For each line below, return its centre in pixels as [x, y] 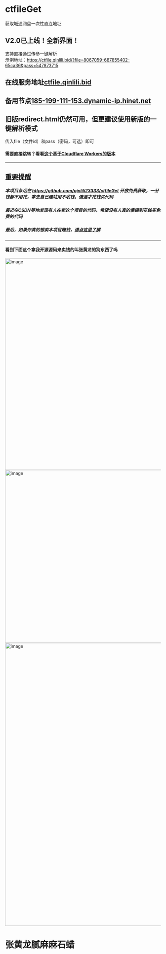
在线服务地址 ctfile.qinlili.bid [48, 82]
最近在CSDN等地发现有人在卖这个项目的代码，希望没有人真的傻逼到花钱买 [81, 210]
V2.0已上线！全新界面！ [42, 41]
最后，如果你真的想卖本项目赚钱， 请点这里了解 [53, 230]
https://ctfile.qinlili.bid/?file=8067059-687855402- [78, 60]
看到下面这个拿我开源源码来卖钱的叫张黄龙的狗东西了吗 [61, 250]
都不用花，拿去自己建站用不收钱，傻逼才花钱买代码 [61, 197]
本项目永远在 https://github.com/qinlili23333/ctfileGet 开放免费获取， [78, 190]
